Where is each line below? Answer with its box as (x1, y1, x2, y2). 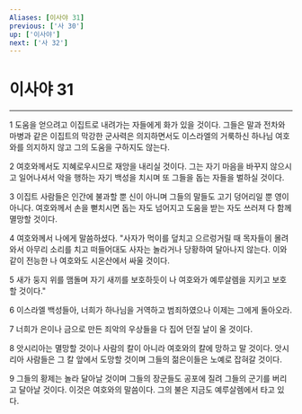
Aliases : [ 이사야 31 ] (9, 13, 85, 22)
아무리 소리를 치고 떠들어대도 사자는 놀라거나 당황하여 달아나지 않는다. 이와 (25, 244, 288, 255)
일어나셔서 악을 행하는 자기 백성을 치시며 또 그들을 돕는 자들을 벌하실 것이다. (18, 172, 285, 183)
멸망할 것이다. (9, 214, 58, 225)
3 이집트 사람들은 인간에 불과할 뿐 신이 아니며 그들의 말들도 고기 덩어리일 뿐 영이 (9, 191, 289, 202)
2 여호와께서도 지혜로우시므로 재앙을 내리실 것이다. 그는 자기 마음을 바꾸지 (9, 161, 269, 172)
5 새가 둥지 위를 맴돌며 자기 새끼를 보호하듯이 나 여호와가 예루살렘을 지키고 (9, 275, 271, 286)
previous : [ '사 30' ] (9, 22, 84, 31)
